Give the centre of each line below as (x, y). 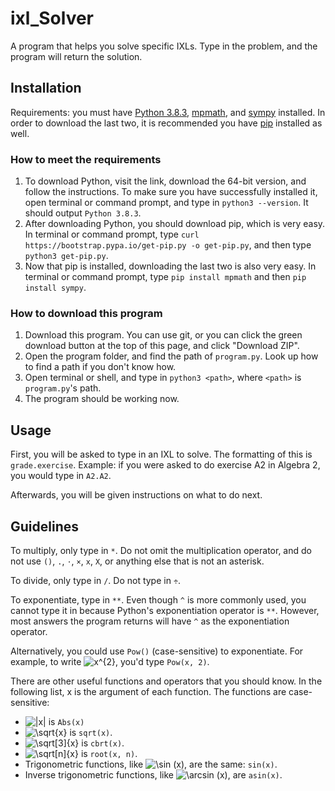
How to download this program (86, 313)
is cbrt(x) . (103, 743)
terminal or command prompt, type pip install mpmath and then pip (165, 277)
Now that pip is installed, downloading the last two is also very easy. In (170, 266)
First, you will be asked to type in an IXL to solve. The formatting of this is (161, 454)
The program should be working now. (102, 399)
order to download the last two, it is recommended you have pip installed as (166, 123)
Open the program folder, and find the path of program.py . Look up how (171, 356)
